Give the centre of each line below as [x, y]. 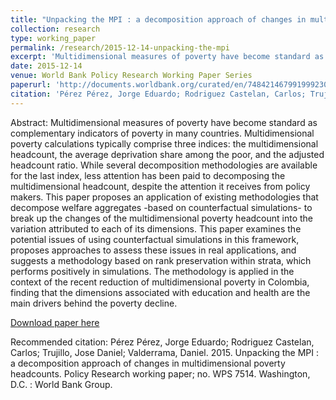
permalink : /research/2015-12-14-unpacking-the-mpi [120, 47]
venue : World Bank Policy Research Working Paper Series [131, 76]
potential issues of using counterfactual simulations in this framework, [155, 239]
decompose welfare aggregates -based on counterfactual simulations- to [161, 207]
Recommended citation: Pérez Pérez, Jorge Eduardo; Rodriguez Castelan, [162, 342]
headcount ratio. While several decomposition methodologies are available [164, 165]
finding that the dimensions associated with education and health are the [160, 292]
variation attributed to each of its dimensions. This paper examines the [156, 228]
